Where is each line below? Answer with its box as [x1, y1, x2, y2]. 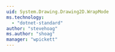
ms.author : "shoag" [6, 31, 55, 37]
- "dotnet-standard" [11, 20, 63, 26]
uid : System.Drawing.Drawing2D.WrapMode [6, 8, 110, 15]
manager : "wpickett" [6, 36, 58, 42]
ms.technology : [6, 14, 45, 20]
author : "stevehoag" [6, 25, 58, 32]
